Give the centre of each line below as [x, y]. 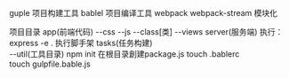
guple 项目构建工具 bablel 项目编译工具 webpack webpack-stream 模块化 [144, 13]
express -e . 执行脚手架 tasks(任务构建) [81, 43]
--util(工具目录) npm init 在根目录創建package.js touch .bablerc [124, 54]
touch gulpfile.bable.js [50, 64]
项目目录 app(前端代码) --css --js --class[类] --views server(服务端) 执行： [146, 32]
